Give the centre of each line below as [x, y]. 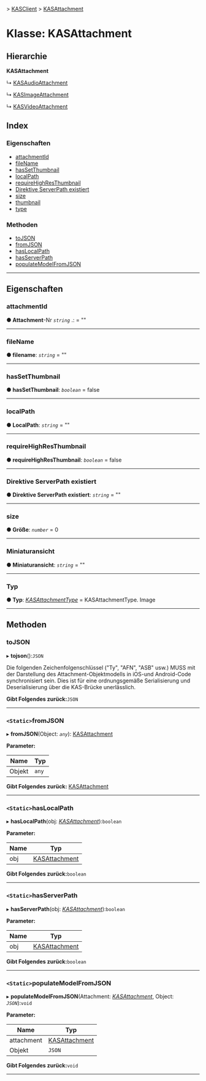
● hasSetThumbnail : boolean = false [53, 390]
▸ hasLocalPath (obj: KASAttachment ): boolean [64, 822]
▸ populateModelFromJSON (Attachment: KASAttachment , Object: [90, 996]
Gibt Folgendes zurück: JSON [42, 699]
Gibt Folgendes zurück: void [42, 1065]
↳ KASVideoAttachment [37, 106]
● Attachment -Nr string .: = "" [46, 320]
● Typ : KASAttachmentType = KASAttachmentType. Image [81, 600]
